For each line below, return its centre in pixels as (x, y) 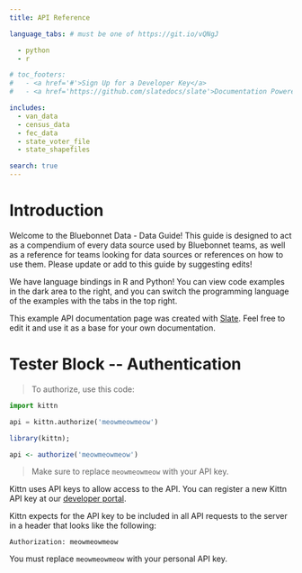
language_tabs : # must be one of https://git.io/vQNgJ (114, 34)
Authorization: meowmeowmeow (64, 542)
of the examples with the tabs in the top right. (93, 300)
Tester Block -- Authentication (125, 364)
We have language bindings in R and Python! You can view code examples (147, 281)
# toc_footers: (38, 75)
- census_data (44, 124)
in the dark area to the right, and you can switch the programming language (149, 291)
